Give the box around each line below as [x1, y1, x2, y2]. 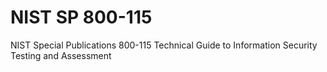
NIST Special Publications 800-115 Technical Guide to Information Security [10, 39, 318, 51]
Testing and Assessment [10, 49, 112, 61]
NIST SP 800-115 [10, 6, 153, 29]
